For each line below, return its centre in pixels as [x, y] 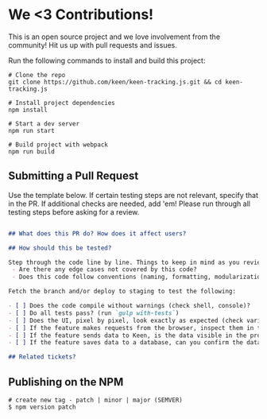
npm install [28, 110]
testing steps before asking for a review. [74, 211]
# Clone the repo [37, 75]
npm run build [32, 151]
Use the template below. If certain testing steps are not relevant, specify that [133, 195]
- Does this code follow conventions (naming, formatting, [112, 277]
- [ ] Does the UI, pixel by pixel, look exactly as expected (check [126, 320]
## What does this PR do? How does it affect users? [97, 233]
